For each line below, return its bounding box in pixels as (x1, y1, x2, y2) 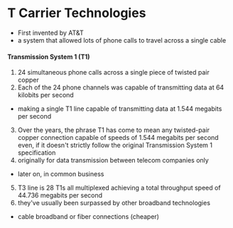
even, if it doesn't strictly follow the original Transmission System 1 (17, 141, 213, 150)
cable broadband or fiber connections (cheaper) (17, 212, 160, 221)
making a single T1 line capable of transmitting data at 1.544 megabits (17, 104, 222, 113)
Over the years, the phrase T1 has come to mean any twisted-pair (17, 126, 210, 134)
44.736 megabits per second (17, 191, 103, 200)
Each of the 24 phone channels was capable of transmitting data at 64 (17, 83, 224, 92)
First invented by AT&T (17, 28, 84, 37)
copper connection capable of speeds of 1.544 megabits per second (17, 134, 219, 142)
